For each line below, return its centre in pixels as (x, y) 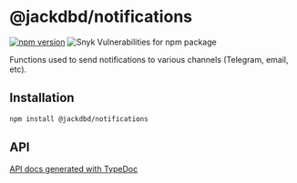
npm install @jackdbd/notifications (79, 119)
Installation (42, 98)
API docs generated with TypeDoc (74, 169)
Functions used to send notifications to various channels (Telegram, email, (149, 59)
